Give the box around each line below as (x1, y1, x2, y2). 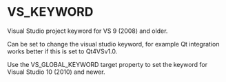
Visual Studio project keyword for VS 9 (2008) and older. (7, 27, 168, 35)
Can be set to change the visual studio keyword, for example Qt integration (7, 40, 220, 48)
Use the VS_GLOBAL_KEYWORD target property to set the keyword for (7, 60, 208, 68)
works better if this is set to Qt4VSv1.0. (7, 47, 118, 55)
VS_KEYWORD (7, 4, 94, 20)
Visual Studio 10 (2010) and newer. (7, 68, 105, 76)
